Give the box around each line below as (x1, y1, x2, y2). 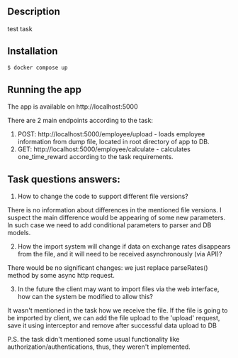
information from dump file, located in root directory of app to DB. (17, 138, 210, 146)
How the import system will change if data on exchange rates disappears (17, 242, 231, 251)
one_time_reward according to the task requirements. (17, 153, 174, 161)
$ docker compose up (7, 64, 69, 71)
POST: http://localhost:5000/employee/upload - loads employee (17, 130, 205, 139)
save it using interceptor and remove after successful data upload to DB (7, 321, 217, 330)
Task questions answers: (7, 173, 120, 185)
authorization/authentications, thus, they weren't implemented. (7, 342, 191, 351)
